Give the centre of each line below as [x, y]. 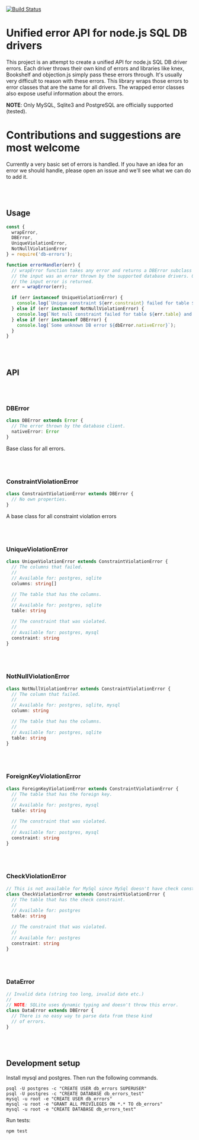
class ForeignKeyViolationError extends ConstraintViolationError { [92, 789]
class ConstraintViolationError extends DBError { [70, 494]
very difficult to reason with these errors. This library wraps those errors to [97, 81]
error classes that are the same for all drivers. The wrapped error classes [95, 87]
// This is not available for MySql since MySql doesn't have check [92, 888]
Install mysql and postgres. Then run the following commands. [82, 1077]
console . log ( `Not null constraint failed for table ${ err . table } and [105, 314]
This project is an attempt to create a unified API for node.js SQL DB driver [97, 62]
